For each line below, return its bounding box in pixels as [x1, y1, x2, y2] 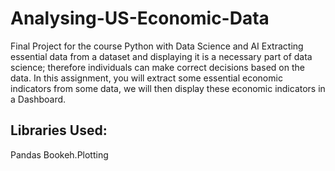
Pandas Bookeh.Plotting [10, 148, 109, 161]
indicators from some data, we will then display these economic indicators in [10, 82, 326, 94]
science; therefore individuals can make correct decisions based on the [10, 61, 305, 73]
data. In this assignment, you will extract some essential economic [10, 72, 283, 84]
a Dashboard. [10, 93, 67, 105]
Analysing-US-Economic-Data [10, 7, 270, 30]
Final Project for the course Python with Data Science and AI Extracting [10, 40, 304, 52]
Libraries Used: [10, 122, 108, 139]
